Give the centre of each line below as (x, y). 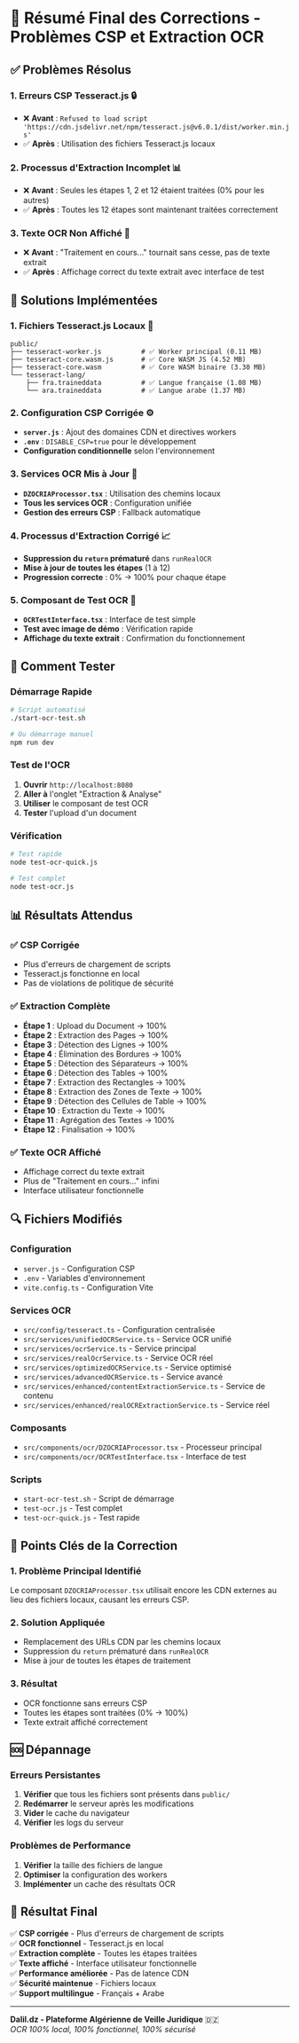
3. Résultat (34, 1684)
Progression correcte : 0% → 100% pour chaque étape (125, 578)
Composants (39, 1427)
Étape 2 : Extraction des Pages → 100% (95, 1035)
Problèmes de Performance (71, 1846)
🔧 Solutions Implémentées (84, 300)
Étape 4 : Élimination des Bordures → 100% (102, 1054)
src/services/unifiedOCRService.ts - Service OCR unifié (127, 1339)
